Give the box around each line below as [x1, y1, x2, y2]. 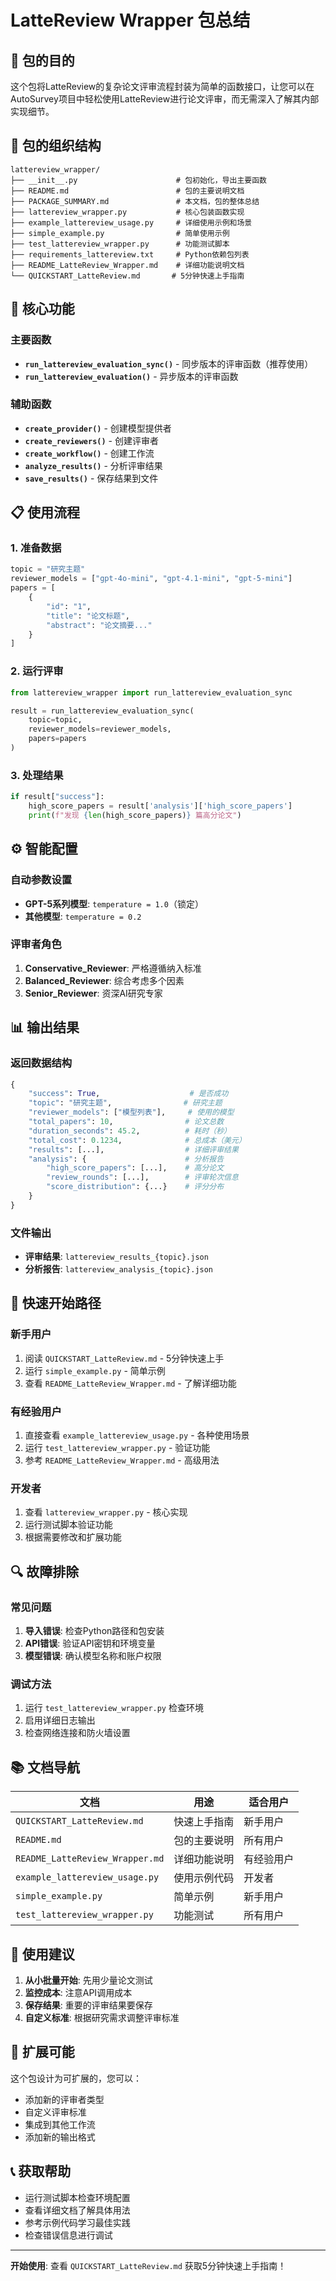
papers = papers [28, 734, 87, 744]
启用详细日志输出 [24, 1714, 96, 1726]
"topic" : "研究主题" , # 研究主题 [28, 1098, 223, 1108]
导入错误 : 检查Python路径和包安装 [24, 1625, 165, 1637]
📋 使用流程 [10, 504, 81, 521]
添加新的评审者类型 [24, 2093, 105, 2105]
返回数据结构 [10, 1056, 73, 1070]
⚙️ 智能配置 [10, 841, 78, 858]
